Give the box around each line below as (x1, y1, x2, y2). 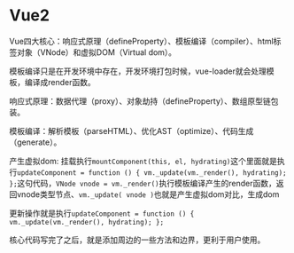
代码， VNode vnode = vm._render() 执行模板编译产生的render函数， (32, 178, 276, 188)
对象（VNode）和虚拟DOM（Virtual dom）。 (16, 46, 177, 58)
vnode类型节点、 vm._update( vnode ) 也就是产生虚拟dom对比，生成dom (16, 188, 280, 200)
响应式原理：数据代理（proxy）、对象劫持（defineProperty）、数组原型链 (9, 95, 272, 107)
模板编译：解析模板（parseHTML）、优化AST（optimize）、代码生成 (9, 125, 254, 136)
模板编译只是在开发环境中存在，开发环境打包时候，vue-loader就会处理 (9, 66, 267, 76)
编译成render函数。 (24, 76, 96, 87)
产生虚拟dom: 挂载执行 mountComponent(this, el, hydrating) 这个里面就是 (9, 155, 277, 166)
